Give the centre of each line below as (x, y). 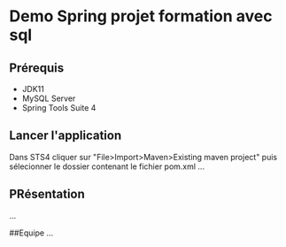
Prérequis (37, 68)
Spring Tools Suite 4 (59, 108)
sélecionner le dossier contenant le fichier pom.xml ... (107, 166)
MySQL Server (49, 98)
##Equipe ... (31, 233)
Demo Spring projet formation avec (141, 16)
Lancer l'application (66, 136)
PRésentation (47, 194)
